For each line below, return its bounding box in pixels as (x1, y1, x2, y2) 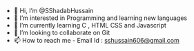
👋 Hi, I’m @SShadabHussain (13, 7, 94, 14)
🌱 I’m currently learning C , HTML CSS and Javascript (13, 21, 167, 29)
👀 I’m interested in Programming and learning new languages (13, 14, 188, 22)
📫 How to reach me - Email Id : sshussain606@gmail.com (13, 37, 180, 44)
